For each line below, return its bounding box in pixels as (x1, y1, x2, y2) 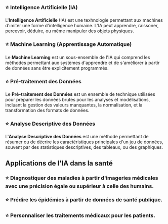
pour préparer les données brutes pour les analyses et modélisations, (5, 96, 150, 102)
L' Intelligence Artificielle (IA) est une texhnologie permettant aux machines (5, 17, 163, 23)
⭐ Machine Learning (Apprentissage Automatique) (5, 41, 132, 48)
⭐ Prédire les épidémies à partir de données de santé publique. (5, 196, 163, 203)
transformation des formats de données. (5, 107, 90, 113)
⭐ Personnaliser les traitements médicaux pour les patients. (5, 212, 155, 219)
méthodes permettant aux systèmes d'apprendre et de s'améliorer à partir (5, 60, 160, 66)
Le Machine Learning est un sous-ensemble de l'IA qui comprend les (5, 54, 150, 60)
